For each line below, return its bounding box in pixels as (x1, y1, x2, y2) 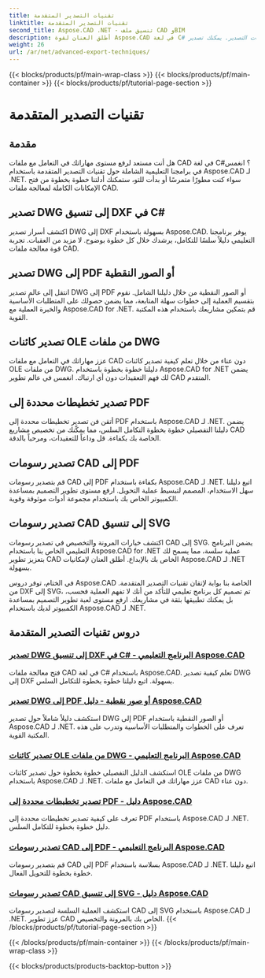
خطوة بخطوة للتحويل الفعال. (9, 868, 93, 877)
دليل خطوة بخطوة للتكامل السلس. (9, 822, 111, 831)
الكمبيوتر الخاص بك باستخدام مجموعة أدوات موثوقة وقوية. (9, 494, 179, 504)
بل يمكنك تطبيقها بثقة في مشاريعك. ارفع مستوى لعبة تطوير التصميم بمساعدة (9, 594, 234, 604)
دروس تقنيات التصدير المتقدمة (9, 626, 140, 639)
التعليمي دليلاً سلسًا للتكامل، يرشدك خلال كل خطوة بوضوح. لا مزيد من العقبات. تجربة (9, 235, 255, 244)
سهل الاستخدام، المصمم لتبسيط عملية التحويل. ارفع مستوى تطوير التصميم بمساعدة (9, 485, 254, 495)
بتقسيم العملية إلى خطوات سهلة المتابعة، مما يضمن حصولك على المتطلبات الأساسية (9, 296, 255, 305)
